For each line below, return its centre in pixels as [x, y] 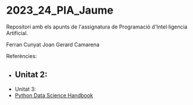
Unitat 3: [25, 89]
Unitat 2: [31, 75]
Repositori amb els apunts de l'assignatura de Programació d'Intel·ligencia [97, 27]
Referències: [22, 56]
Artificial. [17, 33]
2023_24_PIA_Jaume [60, 10]
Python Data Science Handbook [54, 95]
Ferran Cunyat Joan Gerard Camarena [53, 44]
